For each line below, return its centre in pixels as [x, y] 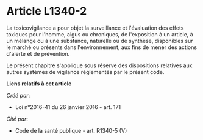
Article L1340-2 [47, 11]
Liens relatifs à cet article [39, 84]
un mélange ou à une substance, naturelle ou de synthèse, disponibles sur [100, 41]
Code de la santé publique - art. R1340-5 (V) [71, 130]
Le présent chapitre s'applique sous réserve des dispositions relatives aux [100, 65]
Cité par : [17, 119]
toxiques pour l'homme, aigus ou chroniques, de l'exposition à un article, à [100, 34]
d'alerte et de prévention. [38, 53]
